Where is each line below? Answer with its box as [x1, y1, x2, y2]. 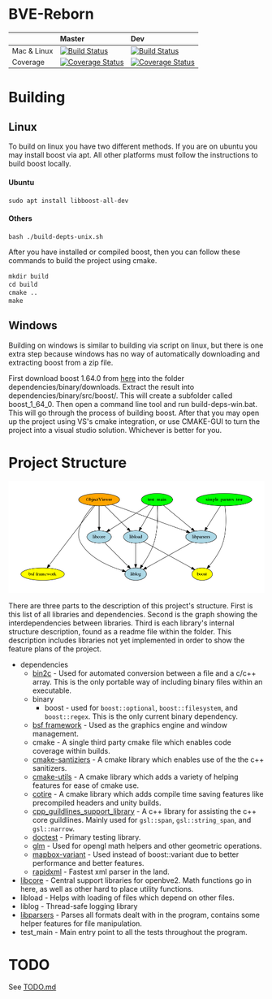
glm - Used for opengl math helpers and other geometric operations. [32, 841, 262, 850]
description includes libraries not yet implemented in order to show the [8, 635, 245, 645]
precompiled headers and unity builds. [32, 798, 162, 807]
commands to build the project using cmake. [8, 255, 158, 265]
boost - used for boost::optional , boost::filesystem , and [44, 703, 238, 712]
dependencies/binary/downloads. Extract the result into [8, 382, 195, 391]
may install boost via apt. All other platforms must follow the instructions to [8, 150, 258, 160]
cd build [8, 280, 38, 288]
